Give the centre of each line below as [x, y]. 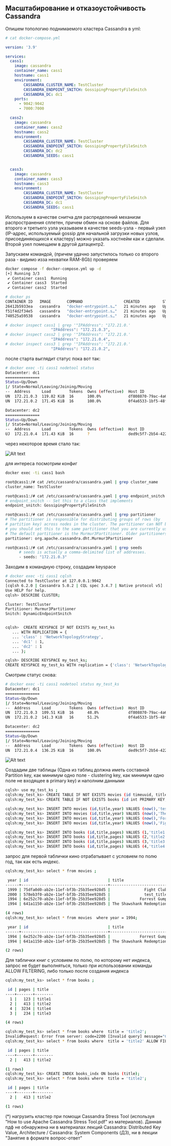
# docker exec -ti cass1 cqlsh [38, 576]
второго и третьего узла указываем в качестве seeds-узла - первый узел [85, 228]
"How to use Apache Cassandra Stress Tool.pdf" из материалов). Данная [83, 1122]
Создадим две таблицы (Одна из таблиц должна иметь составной [77, 770]
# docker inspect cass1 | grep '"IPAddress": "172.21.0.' [68, 325]
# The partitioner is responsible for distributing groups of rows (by [83, 520]
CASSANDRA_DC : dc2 [43, 151]
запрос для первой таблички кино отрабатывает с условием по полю [81, 856]
